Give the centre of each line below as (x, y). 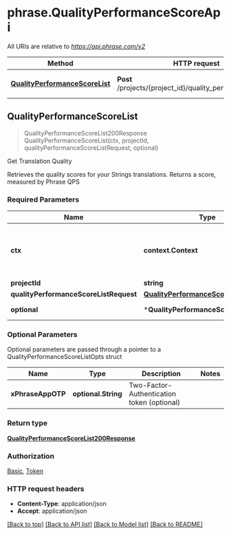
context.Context (170, 250)
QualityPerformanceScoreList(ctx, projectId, (86, 140)
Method (60, 63)
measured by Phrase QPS (44, 182)
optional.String (97, 394)
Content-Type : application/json (62, 504)
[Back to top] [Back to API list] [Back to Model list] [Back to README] (105, 525)
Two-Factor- (151, 385)
